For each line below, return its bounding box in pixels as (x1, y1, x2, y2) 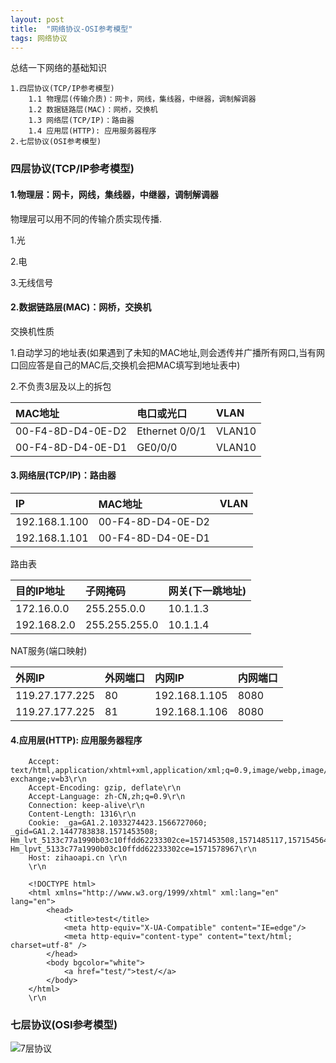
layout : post (10, 14, 65, 25)
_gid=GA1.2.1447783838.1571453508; (10, 827, 159, 837)
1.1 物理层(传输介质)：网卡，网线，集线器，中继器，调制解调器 (28, 94, 257, 105)
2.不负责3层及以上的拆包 (10, 380, 112, 392)
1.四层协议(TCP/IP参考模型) (10, 84, 115, 94)
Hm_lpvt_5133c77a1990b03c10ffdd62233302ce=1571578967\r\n (10, 844, 257, 855)
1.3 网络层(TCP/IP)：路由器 (28, 116, 135, 126)
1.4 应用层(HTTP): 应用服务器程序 (28, 126, 157, 136)
